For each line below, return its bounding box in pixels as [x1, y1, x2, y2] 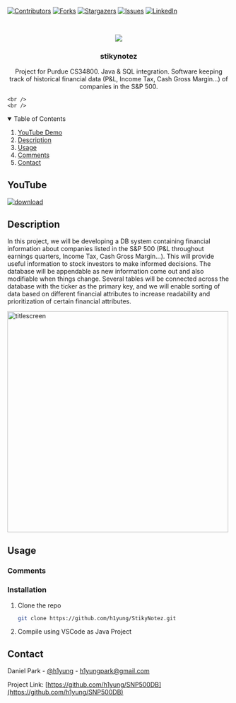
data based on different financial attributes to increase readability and [7, 289, 211, 298]
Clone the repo [17, 601, 61, 610]
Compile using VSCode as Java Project [17, 627, 132, 636]
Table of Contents [13, 115, 66, 123]
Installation [7, 585, 47, 595]
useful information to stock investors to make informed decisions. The [7, 259, 211, 268]
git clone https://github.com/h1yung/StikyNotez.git [17, 615, 177, 622]
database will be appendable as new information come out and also [7, 267, 204, 275]
